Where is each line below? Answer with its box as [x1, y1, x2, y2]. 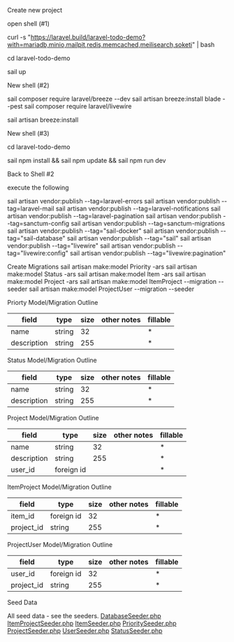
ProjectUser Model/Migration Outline [7, 541, 113, 548]
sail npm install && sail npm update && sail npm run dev [7, 157, 166, 164]
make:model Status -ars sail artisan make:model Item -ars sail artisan [7, 270, 206, 278]
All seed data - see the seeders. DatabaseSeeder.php [7, 612, 162, 620]
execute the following [7, 183, 69, 192]
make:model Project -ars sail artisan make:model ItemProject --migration [7, 278, 217, 285]
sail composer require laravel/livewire [24, 102, 132, 110]
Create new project [7, 6, 63, 14]
